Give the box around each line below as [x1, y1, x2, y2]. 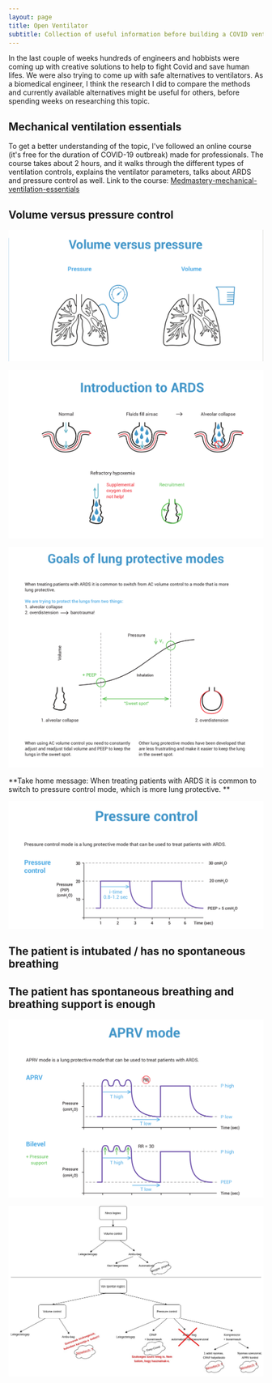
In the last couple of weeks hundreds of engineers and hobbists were [8, 53, 240, 63]
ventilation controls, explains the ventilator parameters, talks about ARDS [8, 167, 252, 177]
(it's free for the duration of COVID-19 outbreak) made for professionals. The [8, 150, 265, 160]
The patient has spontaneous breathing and [8, 985, 235, 998]
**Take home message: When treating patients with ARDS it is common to [8, 776, 257, 785]
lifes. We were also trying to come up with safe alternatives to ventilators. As [8, 70, 264, 80]
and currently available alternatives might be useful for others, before [8, 87, 240, 97]
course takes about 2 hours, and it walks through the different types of [8, 159, 244, 168]
